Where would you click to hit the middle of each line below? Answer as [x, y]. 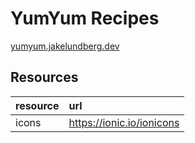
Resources [44, 77]
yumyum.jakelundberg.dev [65, 46]
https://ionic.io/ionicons [124, 122]
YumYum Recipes [85, 18]
